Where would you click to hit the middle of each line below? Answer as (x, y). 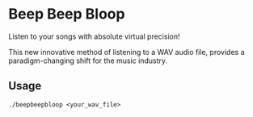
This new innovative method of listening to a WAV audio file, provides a (126, 52)
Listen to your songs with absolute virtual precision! (94, 36)
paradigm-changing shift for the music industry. (88, 61)
